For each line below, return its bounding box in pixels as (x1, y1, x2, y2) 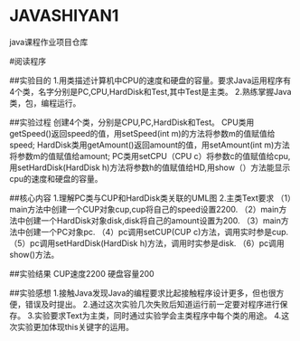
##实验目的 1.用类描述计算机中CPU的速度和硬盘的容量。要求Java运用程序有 (9, 74, 292, 86)
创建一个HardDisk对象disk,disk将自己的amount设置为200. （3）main (24, 214, 282, 226)
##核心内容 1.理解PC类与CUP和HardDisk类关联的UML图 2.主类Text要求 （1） (9, 192, 292, 204)
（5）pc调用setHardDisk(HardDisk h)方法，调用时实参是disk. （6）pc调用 (9, 237, 285, 249)
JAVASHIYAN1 (9, 5, 119, 26)
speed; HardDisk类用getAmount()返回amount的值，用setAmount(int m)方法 (9, 139, 291, 150)
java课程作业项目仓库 (9, 36, 89, 47)
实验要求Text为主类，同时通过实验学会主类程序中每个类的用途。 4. (34, 309, 282, 321)
